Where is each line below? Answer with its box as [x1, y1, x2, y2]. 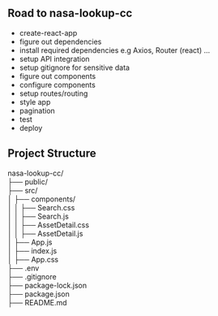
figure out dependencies [19, 37, 102, 46]
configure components [19, 80, 96, 89]
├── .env [7, 263, 40, 273]
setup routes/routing [19, 89, 88, 98]
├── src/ [7, 185, 38, 195]
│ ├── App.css [7, 254, 58, 264]
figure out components [19, 71, 96, 80]
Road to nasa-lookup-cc [7, 6, 133, 20]
